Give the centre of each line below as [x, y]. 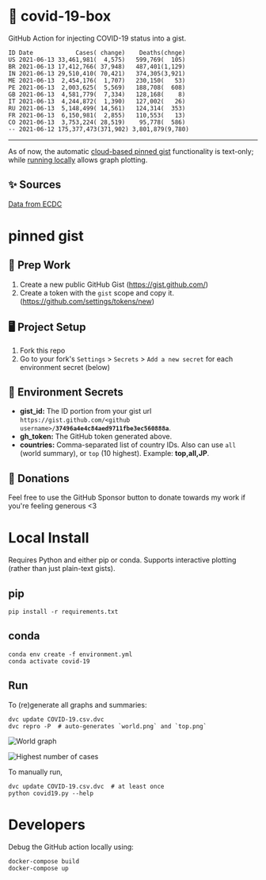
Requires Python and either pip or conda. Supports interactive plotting [122, 560]
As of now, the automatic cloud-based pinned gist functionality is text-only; [131, 151]
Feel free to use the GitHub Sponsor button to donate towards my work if [127, 498]
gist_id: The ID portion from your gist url [85, 411]
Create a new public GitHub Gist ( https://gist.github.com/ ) [114, 284]
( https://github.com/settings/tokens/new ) [87, 301]
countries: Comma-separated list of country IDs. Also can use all [127, 445]
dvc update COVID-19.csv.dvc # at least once [86, 786]
